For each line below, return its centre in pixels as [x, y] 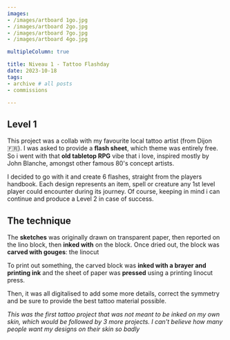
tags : [15, 77]
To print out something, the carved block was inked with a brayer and [107, 265]
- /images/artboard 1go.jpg [48, 20]
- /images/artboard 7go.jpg [48, 33]
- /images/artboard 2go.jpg [48, 26]
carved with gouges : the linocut [53, 252]
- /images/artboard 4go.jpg [48, 39]
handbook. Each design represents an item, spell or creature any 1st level [111, 184]
